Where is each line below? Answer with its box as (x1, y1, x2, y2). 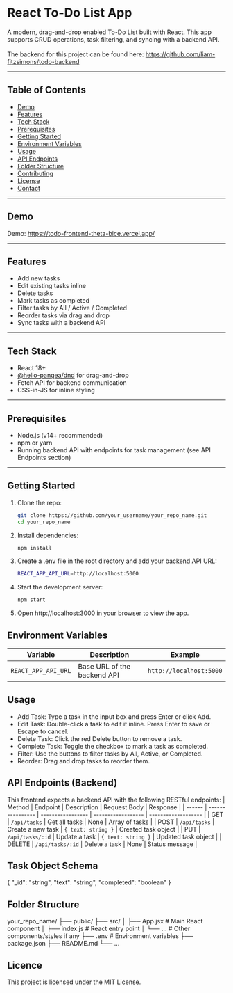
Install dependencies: (17, 531, 79, 539)
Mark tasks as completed (17, 296, 90, 305)
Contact (17, 184, 40, 192)
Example (170, 650, 200, 659)
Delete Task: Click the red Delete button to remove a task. (17, 734, 182, 742)
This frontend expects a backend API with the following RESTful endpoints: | (7, 795, 225, 804)
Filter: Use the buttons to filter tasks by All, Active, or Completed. (17, 749, 203, 758)
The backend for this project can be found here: (7, 50, 144, 58)
